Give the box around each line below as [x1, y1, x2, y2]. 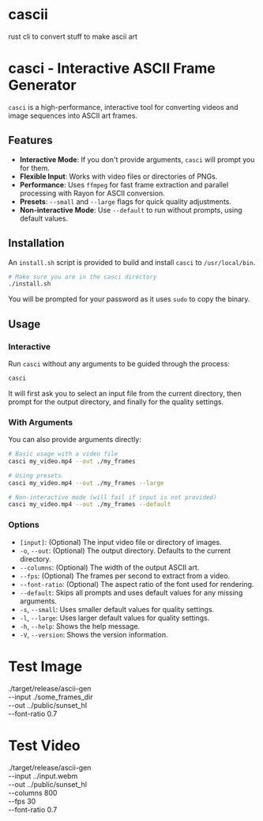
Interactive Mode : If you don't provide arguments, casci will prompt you [19, 154, 255, 164]
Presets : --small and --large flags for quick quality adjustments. [19, 196, 231, 206]
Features [8, 134, 53, 147]
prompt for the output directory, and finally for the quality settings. [8, 397, 224, 407]
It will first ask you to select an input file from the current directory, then [8, 388, 242, 398]
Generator [8, 77, 77, 94]
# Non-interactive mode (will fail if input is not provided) [8, 493, 217, 501]
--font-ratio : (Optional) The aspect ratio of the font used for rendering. [19, 579, 254, 588]
